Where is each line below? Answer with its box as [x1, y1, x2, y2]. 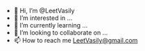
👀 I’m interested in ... [13, 14, 73, 22]
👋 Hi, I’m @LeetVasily [13, 7, 75, 14]
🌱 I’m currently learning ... [13, 21, 88, 29]
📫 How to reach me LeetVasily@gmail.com [13, 37, 138, 44]
